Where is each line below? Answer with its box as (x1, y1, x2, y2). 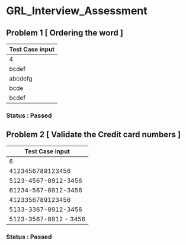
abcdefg (9, 75, 33, 82)
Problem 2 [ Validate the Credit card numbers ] (6, 130, 181, 140)
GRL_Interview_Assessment (6, 4, 148, 18)
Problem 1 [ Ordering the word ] (6, 28, 123, 38)
